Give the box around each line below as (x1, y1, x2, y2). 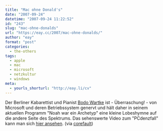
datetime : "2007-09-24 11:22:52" (5, 16, 74, 21)
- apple (9, 58, 26, 63)
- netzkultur (9, 72, 37, 77)
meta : (5, 81, 16, 86)
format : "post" (5, 40, 37, 45)
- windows (9, 76, 30, 81)
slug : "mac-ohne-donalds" (5, 26, 58, 31)
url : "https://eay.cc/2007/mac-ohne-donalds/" (5, 30, 103, 35)
